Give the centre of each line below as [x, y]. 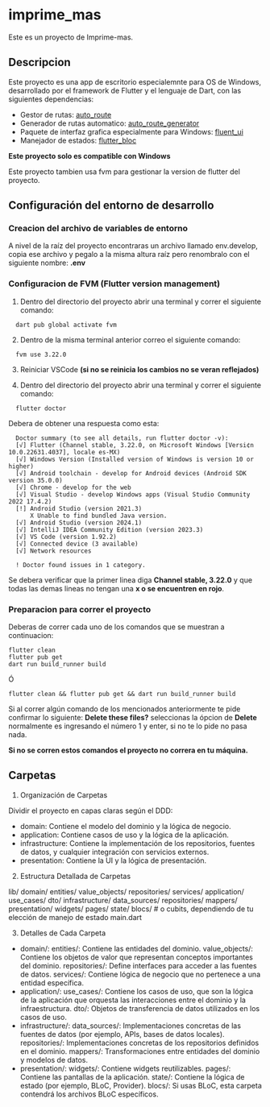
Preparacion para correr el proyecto [80, 609]
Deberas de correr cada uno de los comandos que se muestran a [116, 627]
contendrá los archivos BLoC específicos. [89, 1094]
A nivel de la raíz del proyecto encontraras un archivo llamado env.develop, [133, 246]
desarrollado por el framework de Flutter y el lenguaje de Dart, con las [125, 90]
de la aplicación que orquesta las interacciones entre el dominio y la [133, 1000]
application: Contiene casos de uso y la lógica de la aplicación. [125, 835]
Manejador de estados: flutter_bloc [78, 140]
